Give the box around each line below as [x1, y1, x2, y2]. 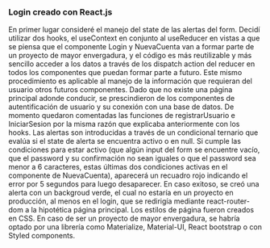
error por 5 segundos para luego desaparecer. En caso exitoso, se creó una [8, 179, 260, 189]
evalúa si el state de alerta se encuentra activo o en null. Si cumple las [8, 137, 242, 146]
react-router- [206, 196, 251, 206]
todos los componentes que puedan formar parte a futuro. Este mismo [8, 68, 243, 78]
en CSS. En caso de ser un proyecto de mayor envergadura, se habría [8, 213, 240, 224]
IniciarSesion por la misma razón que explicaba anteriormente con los [8, 120, 240, 129]
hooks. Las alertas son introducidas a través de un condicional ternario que [8, 128, 259, 137]
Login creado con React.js [8, 6, 113, 18]
